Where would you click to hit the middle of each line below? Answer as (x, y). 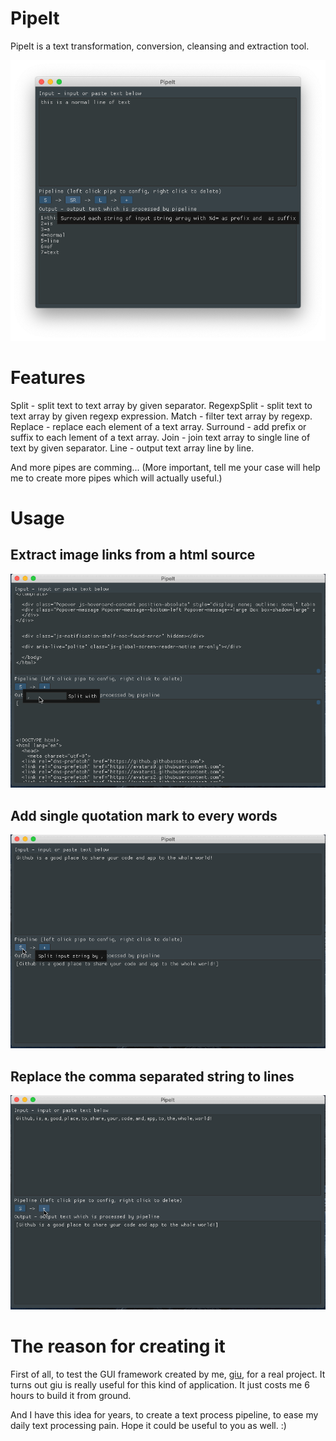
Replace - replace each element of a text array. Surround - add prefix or (158, 426)
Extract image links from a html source (133, 555)
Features (48, 377)
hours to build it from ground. (71, 1395)
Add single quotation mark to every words (144, 815)
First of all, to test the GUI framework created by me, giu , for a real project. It (168, 1374)
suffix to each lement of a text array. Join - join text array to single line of (160, 437)
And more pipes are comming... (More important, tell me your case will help (165, 467)
